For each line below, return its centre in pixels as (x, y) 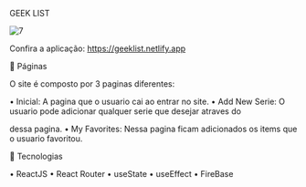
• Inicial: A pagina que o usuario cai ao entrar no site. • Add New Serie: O (148, 101)
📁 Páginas (28, 66)
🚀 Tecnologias (36, 156)
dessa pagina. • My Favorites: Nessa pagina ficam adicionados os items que (153, 129)
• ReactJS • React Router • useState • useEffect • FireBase (121, 174)
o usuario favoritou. (46, 139)
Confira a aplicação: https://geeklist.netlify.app (98, 48)
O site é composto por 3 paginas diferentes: (92, 84)
